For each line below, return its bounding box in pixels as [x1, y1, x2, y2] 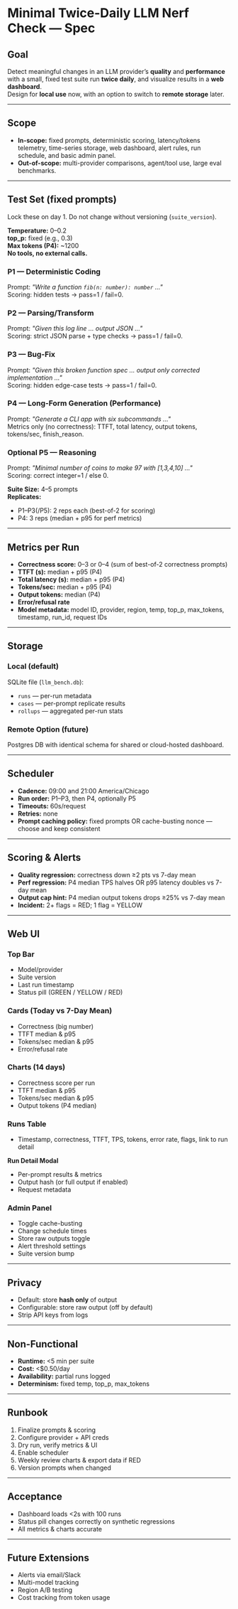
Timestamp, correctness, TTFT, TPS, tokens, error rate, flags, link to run [17, 1135, 228, 1144]
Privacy [7, 1276, 42, 1288]
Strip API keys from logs [17, 1310, 89, 1320]
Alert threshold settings [17, 1242, 86, 1251]
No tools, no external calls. [7, 249, 88, 257]
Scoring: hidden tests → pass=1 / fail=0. [7, 290, 124, 299]
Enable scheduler [17, 1448, 69, 1457]
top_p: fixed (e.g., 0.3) [7, 233, 73, 242]
